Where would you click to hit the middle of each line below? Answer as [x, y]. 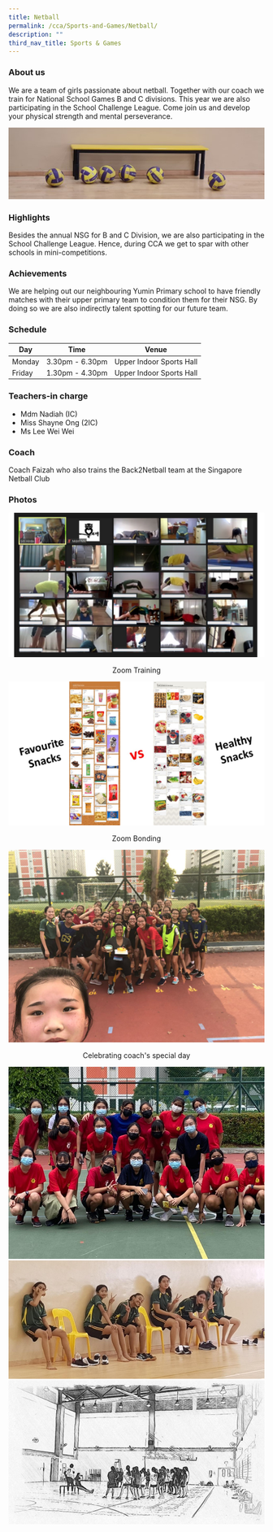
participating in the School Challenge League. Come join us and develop [129, 107]
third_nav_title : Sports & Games [65, 43]
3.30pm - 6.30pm [77, 361]
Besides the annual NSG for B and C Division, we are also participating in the [137, 235]
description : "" [36, 34]
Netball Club [29, 478]
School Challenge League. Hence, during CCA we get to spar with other [129, 244]
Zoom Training [136, 670]
